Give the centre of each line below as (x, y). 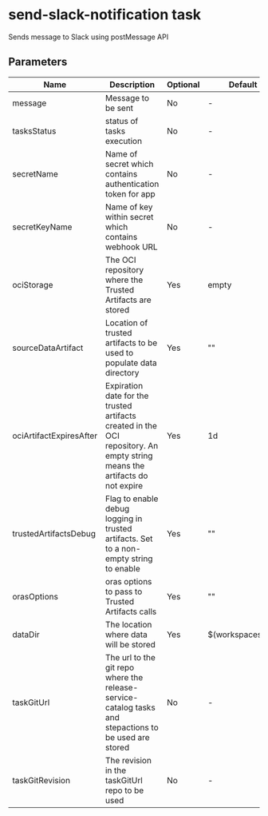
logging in (124, 519)
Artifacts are (128, 300)
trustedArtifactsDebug (54, 533)
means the (125, 465)
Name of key (129, 207)
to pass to (124, 591)
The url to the (130, 657)
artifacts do (126, 476)
